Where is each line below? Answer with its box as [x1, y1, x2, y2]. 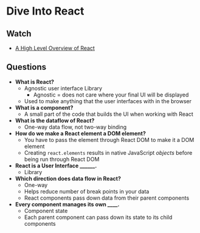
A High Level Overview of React [15, 44, 95, 52]
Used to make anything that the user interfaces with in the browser [24, 97, 192, 104]
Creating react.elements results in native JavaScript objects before [24, 149, 193, 156]
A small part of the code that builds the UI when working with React [24, 110, 193, 118]
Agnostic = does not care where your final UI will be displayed [33, 91, 189, 98]
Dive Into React [6, 4, 84, 18]
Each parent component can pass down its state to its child [24, 214, 173, 221]
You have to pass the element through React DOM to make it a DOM [24, 136, 195, 143]
